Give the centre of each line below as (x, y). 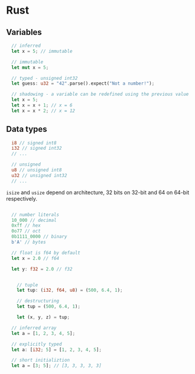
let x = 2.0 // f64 (35, 258)
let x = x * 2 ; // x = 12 (43, 111)
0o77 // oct (26, 231)
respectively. (22, 198)
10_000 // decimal (34, 220)
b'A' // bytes (29, 242)
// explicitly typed (37, 344)
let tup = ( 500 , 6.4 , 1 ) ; (49, 307)
